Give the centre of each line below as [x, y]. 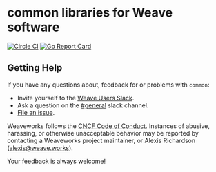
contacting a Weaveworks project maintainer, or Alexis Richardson [101, 140]
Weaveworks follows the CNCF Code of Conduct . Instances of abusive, [109, 126]
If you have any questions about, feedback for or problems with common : [108, 85]
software [33, 27]
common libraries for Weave [90, 13]
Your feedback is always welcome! [57, 161]
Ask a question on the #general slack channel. [83, 105]
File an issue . [36, 112]
